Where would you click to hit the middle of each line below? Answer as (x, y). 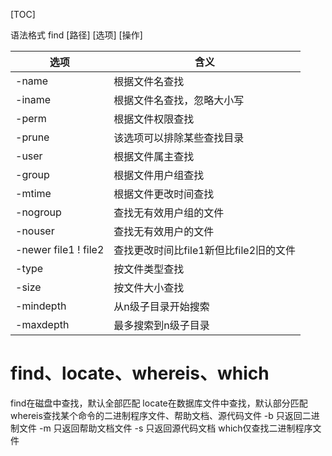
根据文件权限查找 (154, 119)
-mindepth (41, 306)
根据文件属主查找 (154, 156)
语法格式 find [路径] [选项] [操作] (76, 35)
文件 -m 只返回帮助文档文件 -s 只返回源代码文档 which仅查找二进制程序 (165, 428)
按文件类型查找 (149, 269)
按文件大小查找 (149, 287)
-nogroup (38, 212)
